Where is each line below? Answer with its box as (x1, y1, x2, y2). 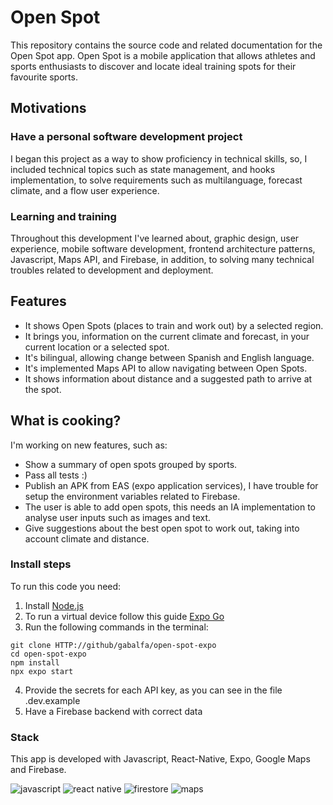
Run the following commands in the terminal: (24, 621, 209, 633)
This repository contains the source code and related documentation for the (10, 39, 323, 51)
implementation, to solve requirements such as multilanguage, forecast (10, 174, 303, 186)
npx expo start (10, 666, 74, 676)
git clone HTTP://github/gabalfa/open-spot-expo (10, 640, 217, 650)
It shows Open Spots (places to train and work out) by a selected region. (24, 319, 324, 331)
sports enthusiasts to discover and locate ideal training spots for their (10, 60, 297, 72)
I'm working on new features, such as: (10, 439, 168, 451)
